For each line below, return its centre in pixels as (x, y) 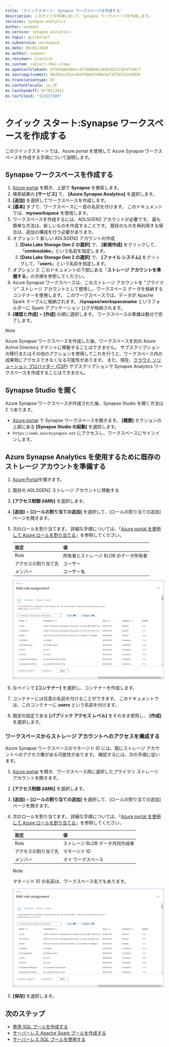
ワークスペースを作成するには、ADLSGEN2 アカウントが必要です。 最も (87, 220)
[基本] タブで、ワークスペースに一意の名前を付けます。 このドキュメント (88, 207)
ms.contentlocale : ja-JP (31, 85)
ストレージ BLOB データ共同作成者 (99, 843)
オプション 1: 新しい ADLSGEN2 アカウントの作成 (63, 238)
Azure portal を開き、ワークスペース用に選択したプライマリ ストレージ (86, 772)
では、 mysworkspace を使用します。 (51, 213)
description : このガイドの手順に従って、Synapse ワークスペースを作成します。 (79, 16)
